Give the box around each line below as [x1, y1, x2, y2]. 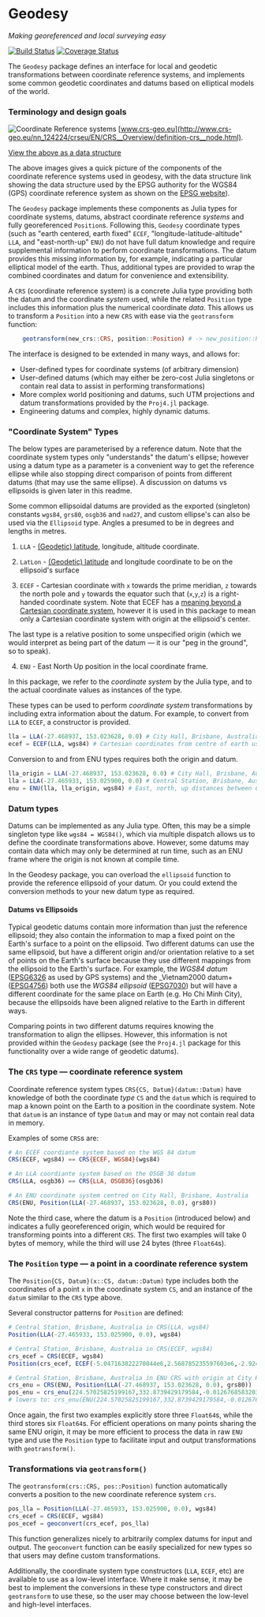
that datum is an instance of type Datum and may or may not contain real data [8, 1109, 255, 1119]
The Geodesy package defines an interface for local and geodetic [8, 61, 218, 71]
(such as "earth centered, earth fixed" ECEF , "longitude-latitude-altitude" [8, 229, 243, 238]
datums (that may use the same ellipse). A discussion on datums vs [8, 478, 227, 487]
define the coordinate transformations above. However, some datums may [8, 838, 250, 847]
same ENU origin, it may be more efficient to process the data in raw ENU [8, 1427, 243, 1436]
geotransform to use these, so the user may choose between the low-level [8, 1591, 248, 1600]
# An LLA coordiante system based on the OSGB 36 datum [8, 1170, 196, 1178]
